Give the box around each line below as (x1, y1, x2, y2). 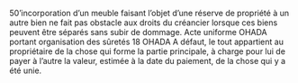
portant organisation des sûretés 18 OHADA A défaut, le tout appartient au (9, 36, 284, 47)
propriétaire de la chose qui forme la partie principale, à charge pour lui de (9, 46, 286, 57)
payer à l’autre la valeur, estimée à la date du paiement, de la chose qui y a (9, 56, 286, 66)
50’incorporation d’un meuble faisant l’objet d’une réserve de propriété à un (9, 8, 290, 18)
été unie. (9, 65, 42, 76)
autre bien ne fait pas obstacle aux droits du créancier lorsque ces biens (9, 17, 278, 28)
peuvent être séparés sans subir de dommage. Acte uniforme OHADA (9, 27, 267, 37)
